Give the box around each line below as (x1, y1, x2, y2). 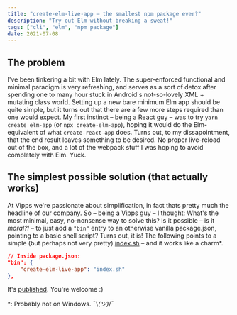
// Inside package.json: (7, 253, 81, 260)
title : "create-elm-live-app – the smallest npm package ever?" (7, 10, 202, 18)
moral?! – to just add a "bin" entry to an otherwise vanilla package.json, (7, 223, 217, 232)
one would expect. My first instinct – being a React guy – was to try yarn (7, 113, 219, 121)
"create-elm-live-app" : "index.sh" (20, 265, 126, 273)
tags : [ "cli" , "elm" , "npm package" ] (7, 23, 119, 31)
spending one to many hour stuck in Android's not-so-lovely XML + (7, 90, 204, 99)
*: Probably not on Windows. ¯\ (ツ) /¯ (7, 299, 115, 309)
